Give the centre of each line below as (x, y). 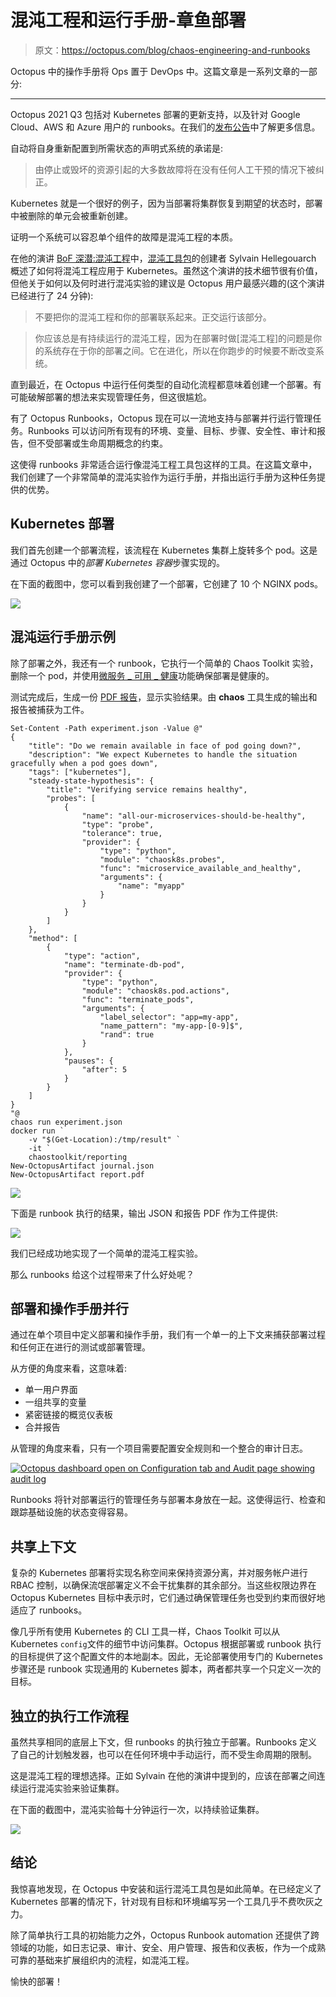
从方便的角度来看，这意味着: (69, 1368)
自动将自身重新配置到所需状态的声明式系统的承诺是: (117, 148)
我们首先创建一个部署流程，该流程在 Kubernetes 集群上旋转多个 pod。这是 (164, 550)
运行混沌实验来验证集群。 (71, 1788)
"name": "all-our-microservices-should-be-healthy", (194, 816)
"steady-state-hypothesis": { (91, 781)
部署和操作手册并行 (69, 1308)
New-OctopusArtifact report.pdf (77, 1174)
